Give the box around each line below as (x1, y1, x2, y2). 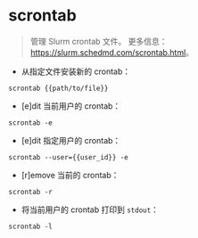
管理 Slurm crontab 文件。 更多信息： (29, 36, 168, 46)
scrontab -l (8, 222, 53, 231)
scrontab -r (8, 187, 53, 196)
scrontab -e (8, 118, 53, 127)
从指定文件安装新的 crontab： (21, 66, 131, 77)
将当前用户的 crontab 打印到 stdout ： (21, 204, 160, 215)
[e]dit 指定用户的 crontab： (21, 135, 121, 145)
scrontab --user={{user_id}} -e (8, 152, 128, 161)
